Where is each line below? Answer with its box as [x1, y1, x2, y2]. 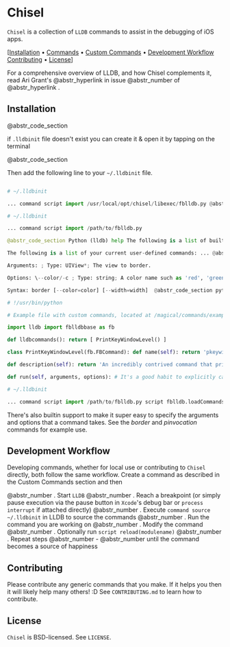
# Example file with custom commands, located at [7, 311, 152, 318]
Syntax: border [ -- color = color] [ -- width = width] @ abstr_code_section [7, 287, 213, 294]
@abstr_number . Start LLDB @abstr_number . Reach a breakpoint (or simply [7, 491, 221, 499]
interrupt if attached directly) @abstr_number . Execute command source [7, 506, 211, 514]
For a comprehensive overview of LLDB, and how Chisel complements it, [7, 69, 212, 77]
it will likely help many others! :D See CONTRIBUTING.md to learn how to [7, 588, 202, 596]
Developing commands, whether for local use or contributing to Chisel [7, 463, 206, 471]
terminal [7, 142, 31, 150]
